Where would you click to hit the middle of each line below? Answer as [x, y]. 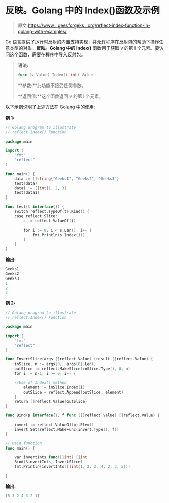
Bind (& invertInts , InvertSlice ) [48, 462]
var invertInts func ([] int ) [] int [51, 457]
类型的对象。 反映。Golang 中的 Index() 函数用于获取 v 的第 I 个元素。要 [84, 48]
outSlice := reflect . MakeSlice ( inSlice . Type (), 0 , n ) [72, 369]
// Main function [24, 443]
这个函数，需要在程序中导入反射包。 [47, 54]
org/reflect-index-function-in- [119, 25]
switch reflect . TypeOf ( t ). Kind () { [52, 212]
